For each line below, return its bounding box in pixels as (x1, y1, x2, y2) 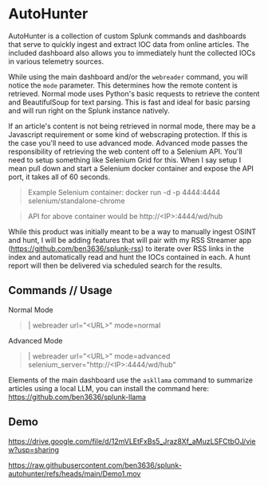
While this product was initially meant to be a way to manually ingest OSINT (8, 226, 257, 236)
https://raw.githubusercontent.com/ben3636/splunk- (8, 460, 182, 470)
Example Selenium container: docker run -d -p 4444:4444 (27, 187, 221, 197)
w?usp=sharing (8, 445, 60, 454)
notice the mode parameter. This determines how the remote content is (8, 80, 238, 90)
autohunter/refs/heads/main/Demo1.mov (8, 468, 141, 478)
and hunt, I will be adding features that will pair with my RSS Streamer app (8, 235, 252, 245)
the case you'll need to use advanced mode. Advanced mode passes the (8, 138, 248, 147)
